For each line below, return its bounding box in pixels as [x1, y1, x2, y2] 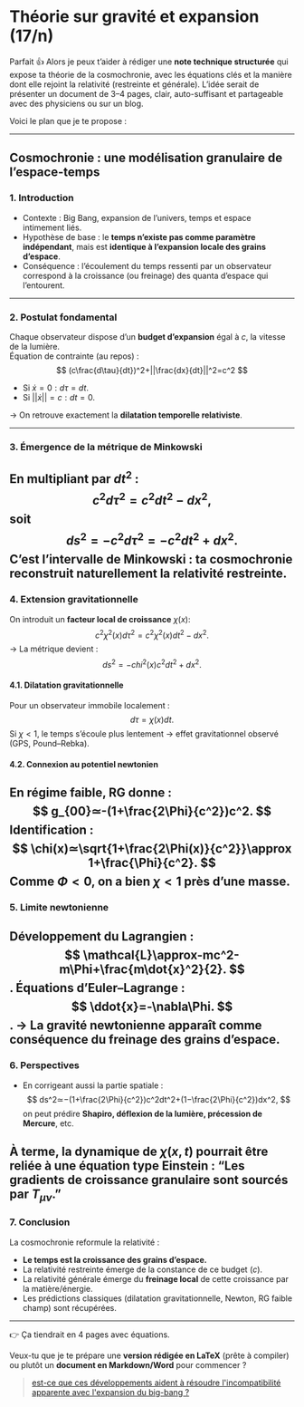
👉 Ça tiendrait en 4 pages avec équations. [9, 1329, 170, 1340]
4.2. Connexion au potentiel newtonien [9, 758, 158, 769]
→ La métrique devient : [9, 643, 99, 654]
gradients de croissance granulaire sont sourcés [9, 1172, 289, 1188]
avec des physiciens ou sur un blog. [9, 98, 144, 109]
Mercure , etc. [22, 1117, 74, 1129]
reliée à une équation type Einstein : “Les [9, 1158, 246, 1174]
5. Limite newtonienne [9, 901, 109, 913]
